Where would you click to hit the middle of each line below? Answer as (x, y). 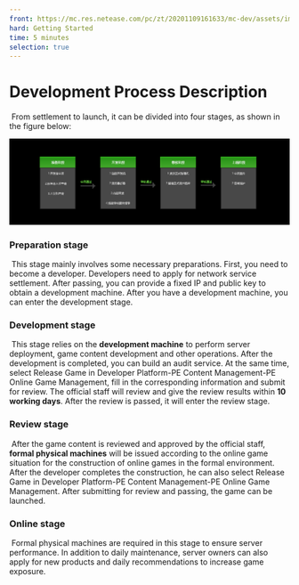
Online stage (37, 524)
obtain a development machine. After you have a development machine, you (149, 292)
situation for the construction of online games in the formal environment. (142, 462)
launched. (28, 500)
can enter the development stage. (71, 302)
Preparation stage (49, 245)
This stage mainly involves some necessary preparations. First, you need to (149, 264)
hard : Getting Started (51, 28)
